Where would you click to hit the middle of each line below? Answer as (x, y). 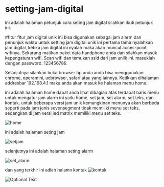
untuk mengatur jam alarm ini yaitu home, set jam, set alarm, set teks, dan (80, 97)
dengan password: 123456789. (36, 63)
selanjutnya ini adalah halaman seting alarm (49, 151)
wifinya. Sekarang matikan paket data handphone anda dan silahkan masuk (81, 53)
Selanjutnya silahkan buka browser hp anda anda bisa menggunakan (74, 72)
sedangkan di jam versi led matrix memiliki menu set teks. (63, 113)
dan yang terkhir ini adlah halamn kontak (46, 170)
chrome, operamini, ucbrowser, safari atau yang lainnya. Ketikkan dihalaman (82, 78)
